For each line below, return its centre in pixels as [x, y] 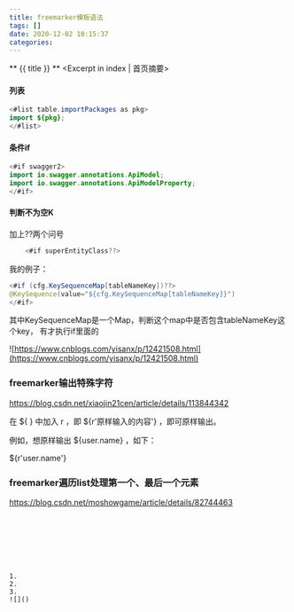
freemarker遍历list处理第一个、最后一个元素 [104, 483]
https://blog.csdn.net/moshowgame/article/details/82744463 [121, 503]
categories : [31, 42]
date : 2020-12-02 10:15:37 [59, 34]
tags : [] [25, 26]
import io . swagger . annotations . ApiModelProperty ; [103, 184]
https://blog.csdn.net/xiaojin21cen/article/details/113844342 [119, 403]
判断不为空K [32, 213]
